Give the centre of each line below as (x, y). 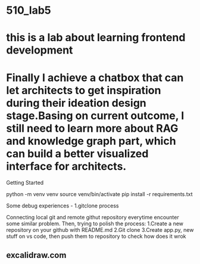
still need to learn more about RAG (92, 128)
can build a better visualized (77, 153)
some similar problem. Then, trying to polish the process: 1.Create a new (95, 223)
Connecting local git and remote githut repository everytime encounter (93, 218)
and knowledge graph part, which (91, 141)
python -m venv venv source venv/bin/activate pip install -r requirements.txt (99, 194)
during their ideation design (76, 103)
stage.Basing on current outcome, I (95, 115)
